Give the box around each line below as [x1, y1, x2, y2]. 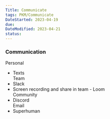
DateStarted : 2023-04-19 [5, 17, 58, 22]
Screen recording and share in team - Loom [12, 86, 105, 92]
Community [12, 92, 37, 98]
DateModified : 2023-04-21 [5, 27, 60, 32]
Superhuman [12, 108, 40, 114]
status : [5, 31, 22, 36]
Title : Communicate [5, 7, 47, 13]
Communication [5, 48, 46, 55]
